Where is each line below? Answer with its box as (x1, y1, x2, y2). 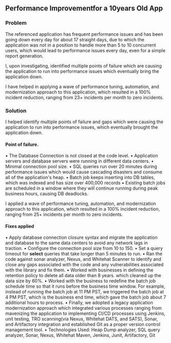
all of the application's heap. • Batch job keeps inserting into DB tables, (5, 174, 155, 180)
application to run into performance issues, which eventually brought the (5, 124, 158, 130)
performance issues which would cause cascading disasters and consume (5, 169, 162, 175)
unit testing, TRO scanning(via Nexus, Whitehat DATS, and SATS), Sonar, (5, 316, 158, 322)
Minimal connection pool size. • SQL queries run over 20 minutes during (5, 164, 157, 170)
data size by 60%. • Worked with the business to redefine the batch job (5, 278, 156, 284)
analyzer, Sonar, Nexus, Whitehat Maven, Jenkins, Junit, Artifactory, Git (5, 332, 156, 338)
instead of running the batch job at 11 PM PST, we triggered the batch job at (5, 289, 164, 295)
